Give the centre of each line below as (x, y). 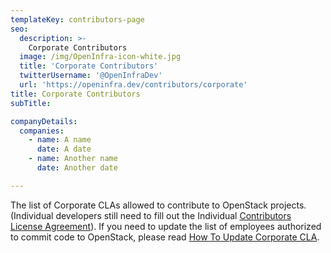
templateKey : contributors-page (77, 19)
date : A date (64, 149)
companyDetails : (44, 121)
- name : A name (60, 140)
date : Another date (77, 168)
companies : (42, 131)
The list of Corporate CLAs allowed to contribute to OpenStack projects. (158, 205)
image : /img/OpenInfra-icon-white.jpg (100, 57)
